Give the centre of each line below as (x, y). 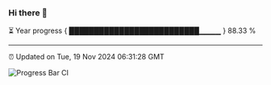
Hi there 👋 (28, 13)
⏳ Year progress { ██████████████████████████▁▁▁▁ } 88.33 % (132, 30)
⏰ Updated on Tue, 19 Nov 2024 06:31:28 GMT (87, 57)
